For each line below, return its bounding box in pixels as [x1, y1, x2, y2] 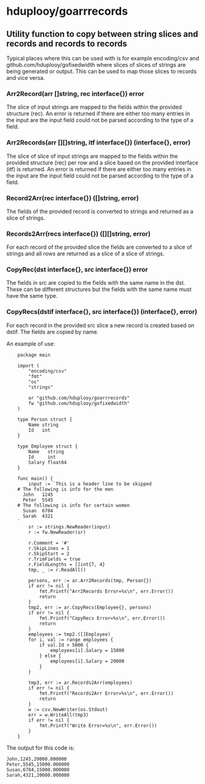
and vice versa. [6, 74, 45, 81]
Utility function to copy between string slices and [6, 29, 198, 39]
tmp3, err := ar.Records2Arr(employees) [28, 680, 133, 686]
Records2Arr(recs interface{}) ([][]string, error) [6, 229, 151, 238]
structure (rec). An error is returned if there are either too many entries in [6, 110, 190, 117]
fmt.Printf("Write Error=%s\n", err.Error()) [39, 723, 157, 729]
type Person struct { [17, 416, 72, 422]
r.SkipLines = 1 [28, 545, 70, 551]
